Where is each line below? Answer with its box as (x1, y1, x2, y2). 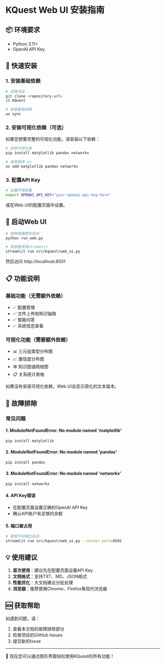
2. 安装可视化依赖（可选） (5, 124, 67, 131)
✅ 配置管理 (12, 304, 35, 310)
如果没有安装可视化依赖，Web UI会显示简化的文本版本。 (5, 383, 119, 389)
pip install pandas (5, 460, 46, 465)
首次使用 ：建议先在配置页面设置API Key (12, 567, 93, 573)
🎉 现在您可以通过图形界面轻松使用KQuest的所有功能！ (5, 653, 115, 659)
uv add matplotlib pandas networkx (5, 164, 78, 169)
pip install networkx (5, 481, 50, 486)
